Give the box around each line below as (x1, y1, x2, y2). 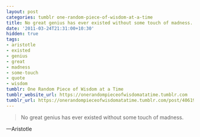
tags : (6, 36, 20, 42)
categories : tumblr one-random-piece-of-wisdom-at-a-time (6, 14, 153, 20)
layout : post (6, 8, 39, 15)
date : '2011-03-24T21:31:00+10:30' (6, 25, 95, 32)
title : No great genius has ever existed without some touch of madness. (6, 20, 193, 26)
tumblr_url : (6, 97, 36, 103)
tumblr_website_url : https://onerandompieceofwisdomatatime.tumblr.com (6, 92, 187, 98)
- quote (6, 75, 26, 81)
